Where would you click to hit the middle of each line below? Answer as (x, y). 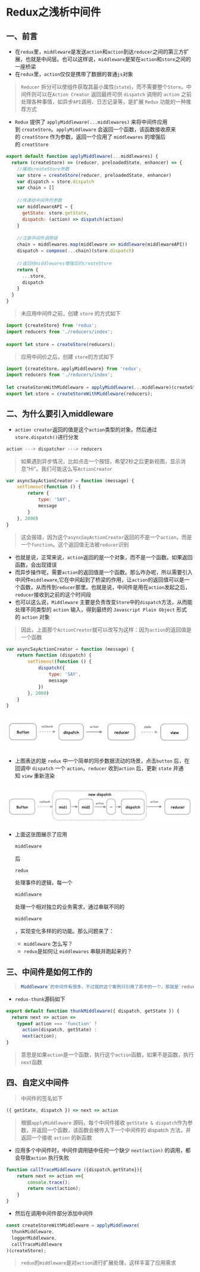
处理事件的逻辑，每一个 (43, 882)
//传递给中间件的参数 (40, 201)
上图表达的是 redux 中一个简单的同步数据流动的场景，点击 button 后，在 (102, 761)
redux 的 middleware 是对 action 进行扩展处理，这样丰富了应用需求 (99, 1263)
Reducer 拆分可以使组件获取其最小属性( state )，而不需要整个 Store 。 (103, 87)
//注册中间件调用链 (37, 238)
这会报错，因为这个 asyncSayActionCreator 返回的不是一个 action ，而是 (106, 537)
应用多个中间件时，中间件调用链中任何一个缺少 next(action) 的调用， (100, 1150)
